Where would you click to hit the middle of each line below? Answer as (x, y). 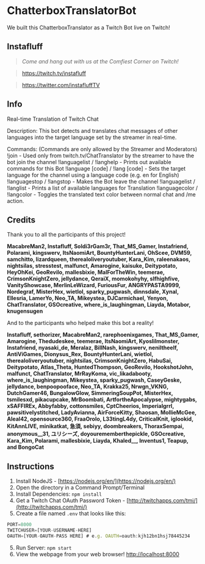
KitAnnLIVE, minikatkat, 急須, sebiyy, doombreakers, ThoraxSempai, (95, 426)
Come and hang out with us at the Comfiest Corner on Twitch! (100, 61)
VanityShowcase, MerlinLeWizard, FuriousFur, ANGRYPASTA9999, (94, 285)
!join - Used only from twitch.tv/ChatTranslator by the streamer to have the (101, 155)
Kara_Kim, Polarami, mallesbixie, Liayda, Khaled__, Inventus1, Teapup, (98, 441)
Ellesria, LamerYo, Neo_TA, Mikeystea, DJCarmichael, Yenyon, (88, 298)
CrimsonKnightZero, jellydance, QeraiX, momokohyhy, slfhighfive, (93, 279)
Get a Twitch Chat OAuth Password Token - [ (72, 501)
